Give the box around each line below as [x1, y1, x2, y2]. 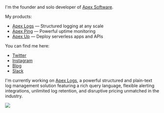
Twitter [12, 52, 27, 58]
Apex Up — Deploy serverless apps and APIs [12, 34, 103, 39]
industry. [5, 93, 23, 99]
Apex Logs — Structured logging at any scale [12, 23, 104, 29]
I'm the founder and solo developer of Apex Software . [5, 4, 114, 10]
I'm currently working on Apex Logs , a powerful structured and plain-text [5, 78, 153, 83]
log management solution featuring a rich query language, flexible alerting [5, 83, 155, 89]
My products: [5, 14, 32, 19]
